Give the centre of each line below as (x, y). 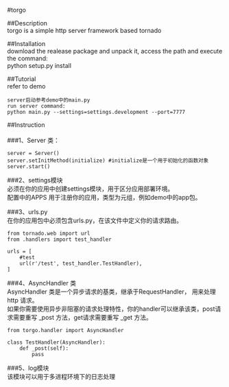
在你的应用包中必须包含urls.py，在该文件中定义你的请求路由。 (95, 220)
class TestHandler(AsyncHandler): (57, 342)
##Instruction (26, 125)
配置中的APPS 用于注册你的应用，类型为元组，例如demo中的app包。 (104, 197)
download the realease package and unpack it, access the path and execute (115, 51)
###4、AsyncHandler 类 (42, 283)
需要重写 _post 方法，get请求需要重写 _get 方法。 (83, 317)
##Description (27, 23)
